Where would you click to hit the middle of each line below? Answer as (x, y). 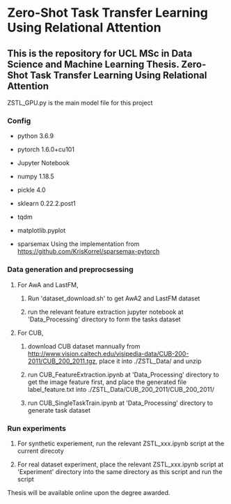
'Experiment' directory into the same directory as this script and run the (120, 471)
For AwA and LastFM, (48, 284)
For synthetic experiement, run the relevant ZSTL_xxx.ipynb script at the (121, 443)
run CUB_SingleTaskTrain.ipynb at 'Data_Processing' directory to (120, 403)
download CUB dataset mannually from (84, 346)
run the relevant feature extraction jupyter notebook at (105, 312)
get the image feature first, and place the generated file (107, 382)
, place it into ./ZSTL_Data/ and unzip (149, 361)
